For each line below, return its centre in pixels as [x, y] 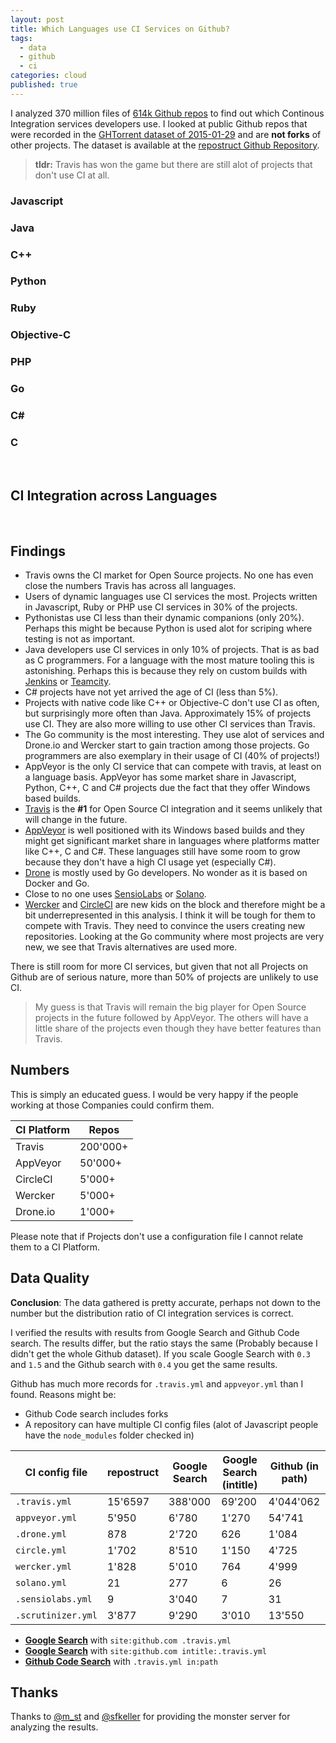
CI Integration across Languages [114, 495]
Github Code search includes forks [96, 1413]
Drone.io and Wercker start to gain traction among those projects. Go [167, 745]
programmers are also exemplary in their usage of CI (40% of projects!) [172, 755]
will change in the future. [76, 819]
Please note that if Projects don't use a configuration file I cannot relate [157, 1236]
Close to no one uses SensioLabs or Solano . [115, 893]
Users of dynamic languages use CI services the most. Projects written [171, 596]
